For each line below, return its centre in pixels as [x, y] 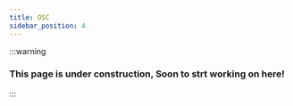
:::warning [28, 51]
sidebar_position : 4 [48, 26]
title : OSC [29, 17]
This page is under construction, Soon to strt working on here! [147, 74]
